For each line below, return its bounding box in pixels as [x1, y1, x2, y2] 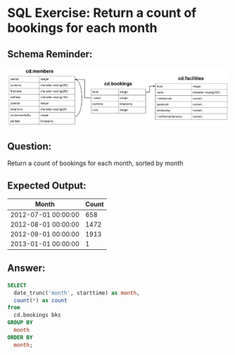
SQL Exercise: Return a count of [7, 5, 197, 21]
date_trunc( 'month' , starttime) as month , [13, 289, 140, 296]
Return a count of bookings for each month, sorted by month [7, 159, 184, 167]
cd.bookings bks [13, 312, 61, 319]
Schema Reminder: [7, 48, 93, 60]
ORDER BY [7, 334, 33, 341]
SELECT [7, 282, 27, 289]
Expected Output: [7, 179, 87, 191]
